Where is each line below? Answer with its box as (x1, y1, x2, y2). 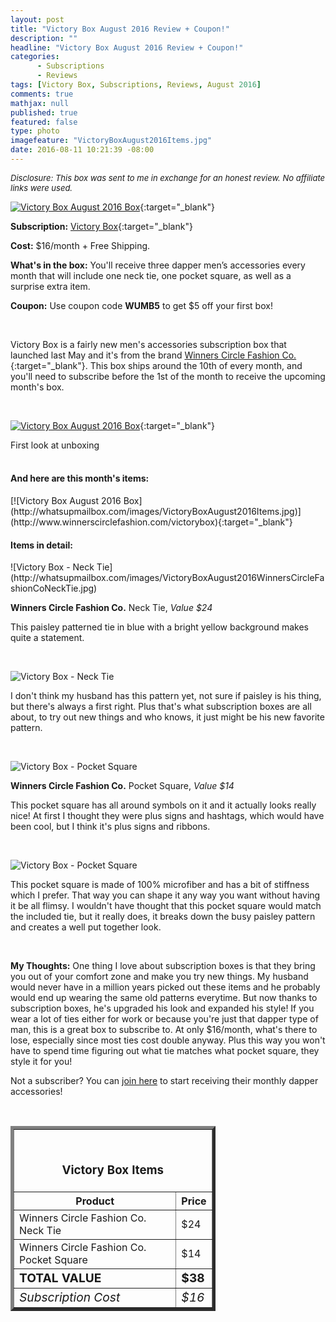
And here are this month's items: (10, 472, 150, 485)
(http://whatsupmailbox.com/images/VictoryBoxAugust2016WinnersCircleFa (10, 572, 325, 584)
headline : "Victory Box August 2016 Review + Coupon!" (10, 42, 244, 53)
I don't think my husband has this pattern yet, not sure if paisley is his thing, (10, 690, 322, 702)
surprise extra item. (10, 280, 91, 292)
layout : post (10, 14, 65, 25)
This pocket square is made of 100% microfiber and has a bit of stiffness (10, 879, 310, 891)
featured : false (10, 117, 78, 127)
